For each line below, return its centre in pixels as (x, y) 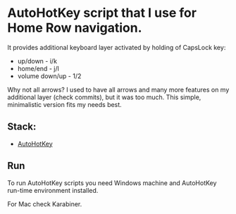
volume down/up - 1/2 (49, 76)
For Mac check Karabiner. (45, 204)
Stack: (22, 127)
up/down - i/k (37, 61)
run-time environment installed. (53, 190)
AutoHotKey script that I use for (102, 13)
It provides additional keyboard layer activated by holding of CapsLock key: (117, 47)
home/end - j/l (38, 68)
